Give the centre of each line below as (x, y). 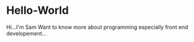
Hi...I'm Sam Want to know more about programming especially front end (97, 27)
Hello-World (38, 10)
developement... (27, 33)
